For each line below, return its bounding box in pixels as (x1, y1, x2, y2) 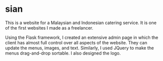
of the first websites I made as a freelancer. (5, 25, 94, 30)
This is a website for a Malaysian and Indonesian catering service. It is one (5, 20, 157, 26)
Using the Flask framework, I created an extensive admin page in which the (5, 34, 159, 40)
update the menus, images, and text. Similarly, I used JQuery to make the (5, 45, 154, 51)
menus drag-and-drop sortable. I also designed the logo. (5, 50, 121, 56)
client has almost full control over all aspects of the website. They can (5, 39, 147, 45)
